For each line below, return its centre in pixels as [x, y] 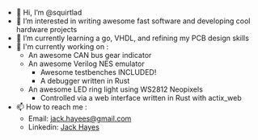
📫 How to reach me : [51, 107]
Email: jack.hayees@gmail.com [80, 118]
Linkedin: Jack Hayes [63, 127]
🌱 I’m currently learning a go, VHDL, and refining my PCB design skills [132, 38]
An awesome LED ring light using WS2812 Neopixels [116, 89]
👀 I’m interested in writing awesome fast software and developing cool [133, 21]
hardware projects [47, 29]
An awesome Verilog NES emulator [87, 64]
